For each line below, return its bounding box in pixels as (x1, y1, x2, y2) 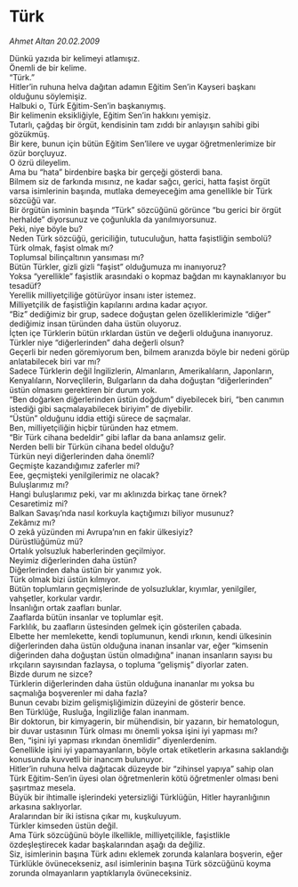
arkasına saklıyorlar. (9, 801, 83, 812)
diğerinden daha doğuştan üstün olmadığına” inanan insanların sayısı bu (9, 649, 273, 661)
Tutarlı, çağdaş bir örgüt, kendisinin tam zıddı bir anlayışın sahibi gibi (9, 119, 260, 130)
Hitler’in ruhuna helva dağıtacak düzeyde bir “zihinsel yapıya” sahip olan (9, 763, 274, 774)
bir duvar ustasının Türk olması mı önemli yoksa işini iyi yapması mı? (9, 725, 258, 736)
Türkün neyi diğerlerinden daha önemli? (9, 450, 155, 461)
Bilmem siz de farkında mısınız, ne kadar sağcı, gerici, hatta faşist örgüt (9, 176, 270, 186)
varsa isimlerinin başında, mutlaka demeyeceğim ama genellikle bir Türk (9, 185, 273, 196)
